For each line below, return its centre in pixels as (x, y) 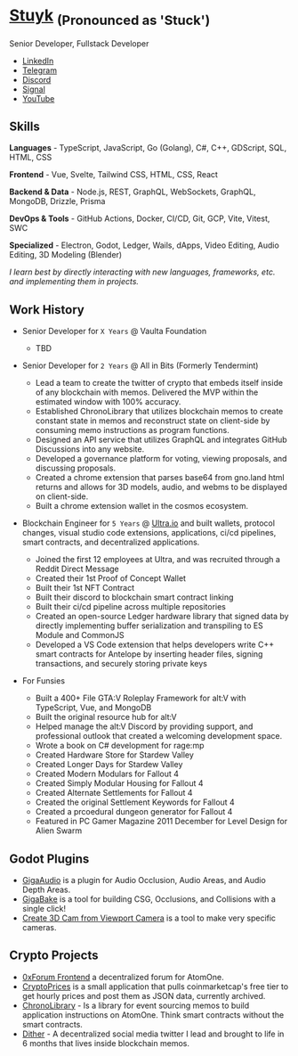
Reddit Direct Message (77, 569)
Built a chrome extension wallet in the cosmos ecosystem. (142, 506)
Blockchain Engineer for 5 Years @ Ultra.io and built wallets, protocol (149, 523)
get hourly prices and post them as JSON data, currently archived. (144, 995)
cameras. (39, 927)
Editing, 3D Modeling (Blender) (66, 255)
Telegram (40, 70)
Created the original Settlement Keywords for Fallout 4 (135, 802)
